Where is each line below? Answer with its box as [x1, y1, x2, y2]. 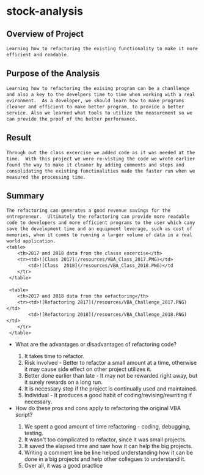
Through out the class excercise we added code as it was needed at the [6, 149, 195, 155]
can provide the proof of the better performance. [6, 116, 138, 122]
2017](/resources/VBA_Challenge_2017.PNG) [77, 299, 188, 305]
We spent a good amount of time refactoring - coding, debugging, [24, 423, 191, 430]
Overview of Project [6, 29, 84, 39]
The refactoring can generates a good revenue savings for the [6, 208, 171, 214]
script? [15, 411, 33, 419]
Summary [6, 191, 45, 201]
